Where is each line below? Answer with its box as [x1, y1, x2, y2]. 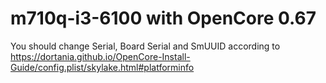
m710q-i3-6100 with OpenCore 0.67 [10, 7, 317, 30]
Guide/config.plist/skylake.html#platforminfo [10, 61, 195, 73]
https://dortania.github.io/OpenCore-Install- [10, 50, 191, 62]
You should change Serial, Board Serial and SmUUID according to [10, 40, 281, 52]
